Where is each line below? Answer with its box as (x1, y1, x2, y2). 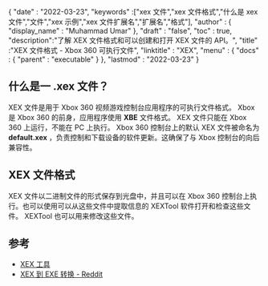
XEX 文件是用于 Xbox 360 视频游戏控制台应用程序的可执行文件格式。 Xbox (8, 103, 255, 112)
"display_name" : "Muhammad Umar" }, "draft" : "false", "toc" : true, (8, 26, 233, 35)
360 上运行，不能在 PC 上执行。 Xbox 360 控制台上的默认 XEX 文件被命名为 (8, 123, 260, 132)
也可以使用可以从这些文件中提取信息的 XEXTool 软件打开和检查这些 (22, 201, 244, 211)
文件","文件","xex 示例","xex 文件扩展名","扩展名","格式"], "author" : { (8, 17, 232, 26)
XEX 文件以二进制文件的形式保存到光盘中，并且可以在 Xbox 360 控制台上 (8, 191, 250, 200)
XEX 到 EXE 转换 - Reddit (19, 269, 103, 279)
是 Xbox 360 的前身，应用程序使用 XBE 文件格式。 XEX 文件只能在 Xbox (8, 112, 247, 122)
